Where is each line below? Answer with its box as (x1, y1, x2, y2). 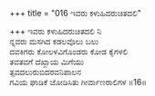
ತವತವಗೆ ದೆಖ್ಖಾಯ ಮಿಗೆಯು (9, 56, 85, 67)
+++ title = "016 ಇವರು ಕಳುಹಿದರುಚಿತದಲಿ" (9, 8, 141, 18)
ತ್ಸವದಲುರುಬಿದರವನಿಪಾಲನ (9, 67, 82, 77)
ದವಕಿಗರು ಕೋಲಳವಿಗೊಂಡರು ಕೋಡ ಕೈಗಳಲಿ (9, 46, 129, 57)
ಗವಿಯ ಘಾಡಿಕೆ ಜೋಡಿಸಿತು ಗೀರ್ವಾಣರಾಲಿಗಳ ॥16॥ (9, 77, 148, 87)
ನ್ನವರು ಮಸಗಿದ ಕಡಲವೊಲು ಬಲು (9, 36, 99, 46)
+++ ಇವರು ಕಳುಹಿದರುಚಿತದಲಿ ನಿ (9, 26, 102, 36)
